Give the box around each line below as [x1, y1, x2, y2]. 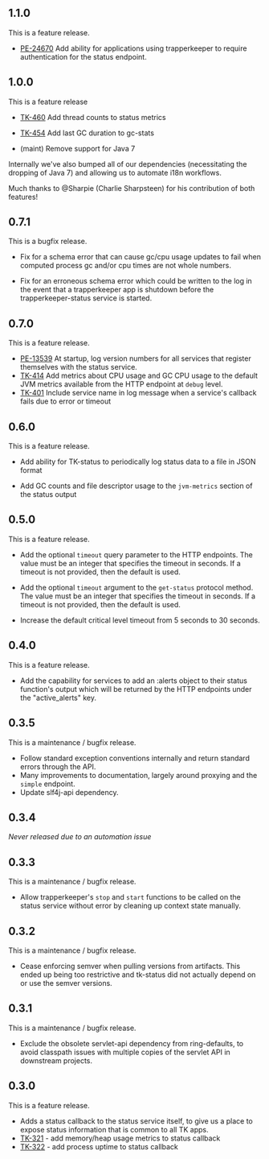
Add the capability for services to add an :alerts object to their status [19, 676, 247, 685]
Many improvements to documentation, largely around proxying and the [19, 770, 258, 780]
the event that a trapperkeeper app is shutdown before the [19, 285, 214, 295]
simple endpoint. [19, 779, 75, 789]
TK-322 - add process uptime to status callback [19, 1141, 178, 1151]
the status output [19, 490, 77, 499]
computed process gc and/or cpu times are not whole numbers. [19, 261, 231, 271]
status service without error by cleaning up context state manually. [19, 901, 241, 911]
